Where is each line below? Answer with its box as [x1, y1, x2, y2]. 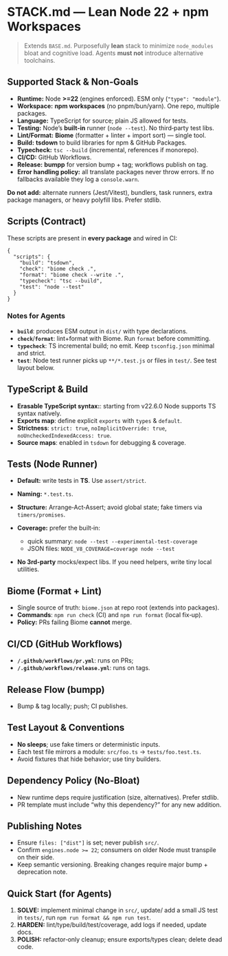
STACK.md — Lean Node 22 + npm [7, 4, 209, 20]
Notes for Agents [7, 311, 65, 321]
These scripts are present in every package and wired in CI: [7, 233, 177, 242]
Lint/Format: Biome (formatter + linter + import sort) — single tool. [16, 131, 207, 139]
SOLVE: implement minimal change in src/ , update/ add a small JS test [16, 906, 218, 915]
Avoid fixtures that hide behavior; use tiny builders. [16, 755, 161, 763]
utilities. [16, 565, 40, 574]
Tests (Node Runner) [7, 459, 98, 470]
